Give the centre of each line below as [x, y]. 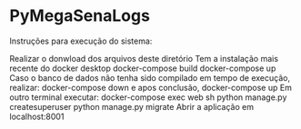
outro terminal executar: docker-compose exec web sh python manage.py [148, 97]
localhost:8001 [37, 116]
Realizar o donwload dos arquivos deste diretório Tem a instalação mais [144, 58]
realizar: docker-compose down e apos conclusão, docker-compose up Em [151, 87]
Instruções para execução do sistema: [81, 41]
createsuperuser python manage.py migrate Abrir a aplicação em [132, 106]
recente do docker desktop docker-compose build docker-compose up [143, 68]
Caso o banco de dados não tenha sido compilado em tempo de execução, [150, 77]
